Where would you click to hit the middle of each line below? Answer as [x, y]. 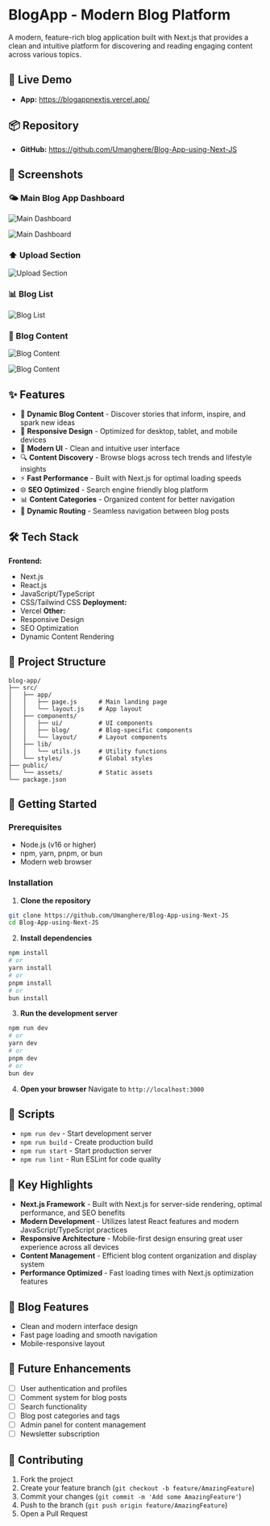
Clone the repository [55, 900]
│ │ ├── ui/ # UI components [81, 723]
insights [33, 469]
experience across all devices [69, 1247]
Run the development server [69, 1013]
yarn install [30, 968]
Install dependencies [56, 938]
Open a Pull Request [54, 1513]
